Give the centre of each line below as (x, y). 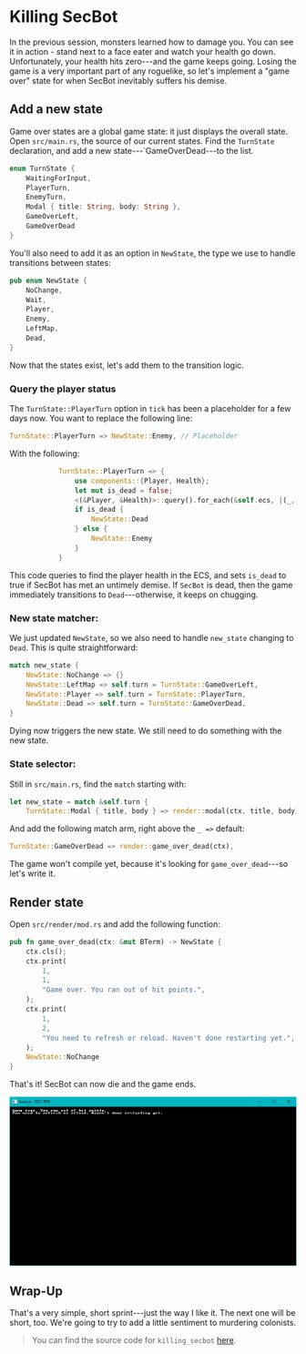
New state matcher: (54, 618)
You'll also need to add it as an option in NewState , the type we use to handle (153, 253)
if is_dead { (99, 510)
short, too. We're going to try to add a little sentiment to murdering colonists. (153, 1323)
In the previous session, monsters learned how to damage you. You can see (152, 42)
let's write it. (33, 874)
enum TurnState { (42, 168)
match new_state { (44, 665)
